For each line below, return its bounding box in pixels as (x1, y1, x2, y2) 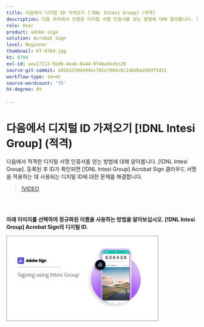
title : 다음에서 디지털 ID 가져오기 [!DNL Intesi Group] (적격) (6, 10, 156, 16)
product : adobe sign (6, 29, 59, 35)
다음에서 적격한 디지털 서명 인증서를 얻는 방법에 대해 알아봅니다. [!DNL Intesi (6, 157, 188, 165)
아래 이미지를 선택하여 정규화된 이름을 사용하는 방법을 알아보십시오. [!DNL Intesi (6, 216, 195, 223)
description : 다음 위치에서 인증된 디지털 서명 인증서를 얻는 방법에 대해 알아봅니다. (6, 16, 194, 22)
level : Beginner (6, 42, 47, 48)
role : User (6, 22, 34, 28)
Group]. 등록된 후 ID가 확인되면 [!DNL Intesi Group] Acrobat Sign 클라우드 (6, 165, 185, 173)
